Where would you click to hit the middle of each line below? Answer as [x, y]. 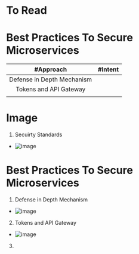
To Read [27, 10]
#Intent [108, 69]
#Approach [51, 69]
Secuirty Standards [38, 134]
